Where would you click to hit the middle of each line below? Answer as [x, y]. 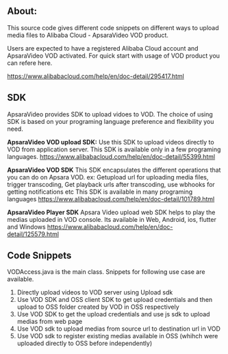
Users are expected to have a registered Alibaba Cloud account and [103, 48]
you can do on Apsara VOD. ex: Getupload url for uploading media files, [108, 177]
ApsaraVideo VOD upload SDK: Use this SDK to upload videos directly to [111, 142]
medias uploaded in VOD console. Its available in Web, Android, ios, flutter [112, 219]
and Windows [26, 227]
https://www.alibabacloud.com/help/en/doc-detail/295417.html [96, 76]
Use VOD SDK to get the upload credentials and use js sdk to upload [113, 314]
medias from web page [50, 322]
